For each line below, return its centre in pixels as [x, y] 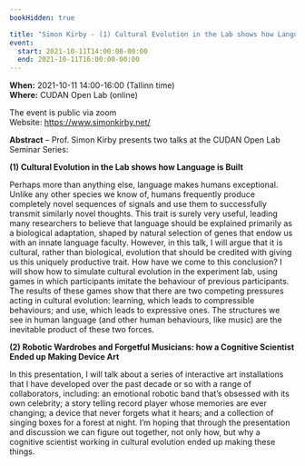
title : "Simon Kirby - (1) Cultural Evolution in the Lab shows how [142, 34]
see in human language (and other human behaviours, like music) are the [146, 320]
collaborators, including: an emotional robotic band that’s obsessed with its [150, 394]
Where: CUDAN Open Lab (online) [74, 95]
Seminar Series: [39, 150]
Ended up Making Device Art [64, 357]
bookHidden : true [42, 18]
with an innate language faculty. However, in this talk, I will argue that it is [146, 243]
